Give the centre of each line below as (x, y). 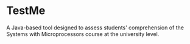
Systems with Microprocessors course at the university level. (83, 34)
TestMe (26, 11)
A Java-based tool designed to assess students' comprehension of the (95, 28)
